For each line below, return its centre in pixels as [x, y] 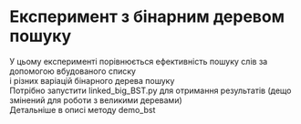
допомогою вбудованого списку [73, 71]
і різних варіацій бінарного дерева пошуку [92, 80]
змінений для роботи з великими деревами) [96, 100]
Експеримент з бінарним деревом [147, 17]
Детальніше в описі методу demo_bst [83, 109]
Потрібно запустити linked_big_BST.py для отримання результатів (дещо [150, 90]
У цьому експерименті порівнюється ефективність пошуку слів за [139, 61]
